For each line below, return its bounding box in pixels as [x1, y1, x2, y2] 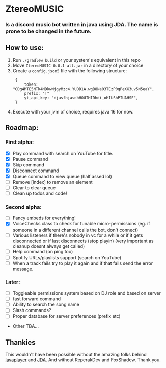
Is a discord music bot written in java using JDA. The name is [5, 21, 158, 29]
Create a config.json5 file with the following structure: [12, 67, 127, 74]
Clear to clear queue [12, 184, 56, 191]
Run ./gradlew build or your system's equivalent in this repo [12, 56, 141, 63]
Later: [5, 278, 20, 286]
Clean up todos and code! [12, 190, 67, 196]
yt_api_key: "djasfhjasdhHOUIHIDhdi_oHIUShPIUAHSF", [24, 95, 139, 100]
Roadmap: [5, 123, 39, 132]
